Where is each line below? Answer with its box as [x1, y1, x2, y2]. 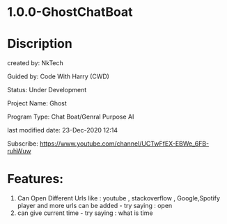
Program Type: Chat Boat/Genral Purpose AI [7, 112, 134, 121]
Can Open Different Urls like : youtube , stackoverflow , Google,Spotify [17, 194, 221, 203]
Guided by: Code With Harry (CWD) [7, 72, 110, 80]
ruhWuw [7, 147, 31, 155]
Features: [7, 171, 64, 187]
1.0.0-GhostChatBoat [7, 4, 133, 20]
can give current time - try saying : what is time [17, 209, 153, 217]
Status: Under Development [7, 86, 87, 94]
